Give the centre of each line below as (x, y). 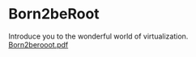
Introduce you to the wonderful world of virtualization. (98, 36)
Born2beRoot (54, 14)
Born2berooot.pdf (38, 44)
